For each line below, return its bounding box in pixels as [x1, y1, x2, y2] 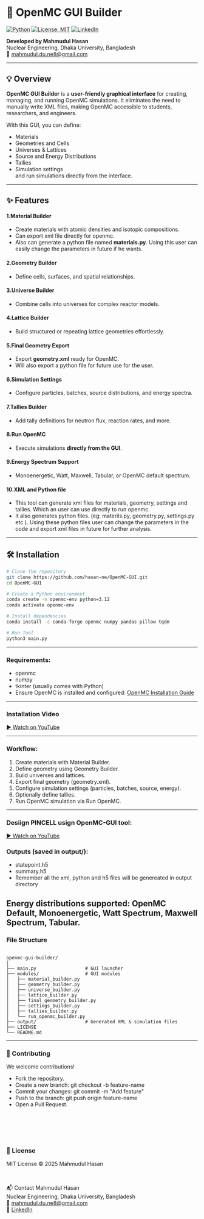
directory [15, 881, 38, 888]
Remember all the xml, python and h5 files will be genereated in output [15, 874, 192, 881]
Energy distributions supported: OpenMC [6, 898, 166, 909]
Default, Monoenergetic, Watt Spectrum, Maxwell [6, 908, 198, 918]
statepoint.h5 [15, 861, 49, 869]
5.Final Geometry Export [6, 341, 70, 349]
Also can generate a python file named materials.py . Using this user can [15, 239, 197, 246]
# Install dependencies [6, 613, 67, 619]
